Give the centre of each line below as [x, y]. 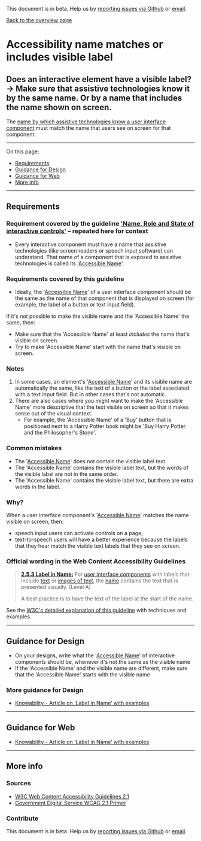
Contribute [22, 818]
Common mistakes [34, 448]
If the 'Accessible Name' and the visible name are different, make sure [101, 668]
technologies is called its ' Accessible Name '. [69, 263]
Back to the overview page [39, 20]
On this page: [23, 151]
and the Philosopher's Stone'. [60, 433]
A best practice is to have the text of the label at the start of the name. [107, 599]
